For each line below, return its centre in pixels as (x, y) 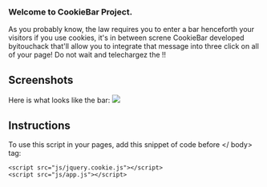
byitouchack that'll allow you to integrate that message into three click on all (133, 46)
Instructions (39, 125)
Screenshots (41, 80)
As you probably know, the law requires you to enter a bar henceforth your (131, 30)
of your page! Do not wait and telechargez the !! (87, 55)
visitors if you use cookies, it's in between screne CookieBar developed (126, 38)
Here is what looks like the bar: (59, 100)
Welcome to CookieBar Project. (71, 12)
